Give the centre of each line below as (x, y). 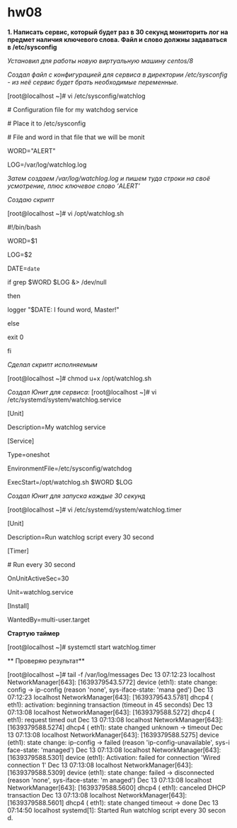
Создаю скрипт (31, 199)
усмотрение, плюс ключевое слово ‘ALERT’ (74, 186)
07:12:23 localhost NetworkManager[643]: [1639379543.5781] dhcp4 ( (110, 697)
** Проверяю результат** (46, 661)
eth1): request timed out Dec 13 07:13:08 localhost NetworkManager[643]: (115, 719)
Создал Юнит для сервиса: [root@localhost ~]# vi (82, 392)
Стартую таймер (34, 633)
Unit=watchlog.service (40, 592)
